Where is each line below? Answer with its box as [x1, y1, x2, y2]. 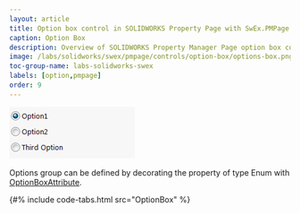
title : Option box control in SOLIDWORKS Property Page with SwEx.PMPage [9, 23, 290, 33]
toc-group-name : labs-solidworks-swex [9, 62, 154, 71]
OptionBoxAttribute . [9, 176, 82, 187]
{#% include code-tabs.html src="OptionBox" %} [9, 193, 191, 205]
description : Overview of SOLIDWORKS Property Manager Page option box [9, 43, 281, 52]
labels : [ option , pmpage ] [9, 72, 102, 81]
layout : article [9, 14, 70, 23]
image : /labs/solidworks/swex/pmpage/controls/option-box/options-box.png [9, 52, 294, 62]
